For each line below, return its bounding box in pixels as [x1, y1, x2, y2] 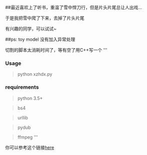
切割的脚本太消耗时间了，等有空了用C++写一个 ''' [5, 47, 108, 53]
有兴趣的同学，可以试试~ [5, 26, 57, 32]
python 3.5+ [17, 95, 43, 101]
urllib [17, 114, 29, 120]
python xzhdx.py [17, 71, 53, 77]
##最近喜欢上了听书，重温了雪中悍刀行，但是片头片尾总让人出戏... [5, 5, 142, 10]
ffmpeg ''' [17, 134, 38, 140]
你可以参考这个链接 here [5, 144, 54, 150]
